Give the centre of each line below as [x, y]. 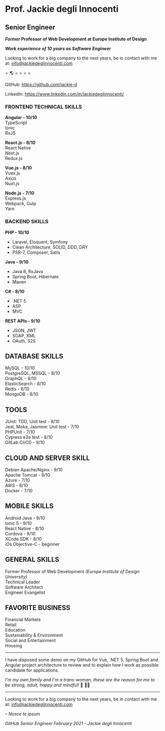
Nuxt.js [12, 183]
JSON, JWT [24, 330]
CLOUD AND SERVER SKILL [47, 458]
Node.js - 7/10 [20, 193]
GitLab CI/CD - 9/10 [25, 442]
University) [16, 577]
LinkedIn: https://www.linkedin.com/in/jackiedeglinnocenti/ [65, 94]
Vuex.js [13, 173]
